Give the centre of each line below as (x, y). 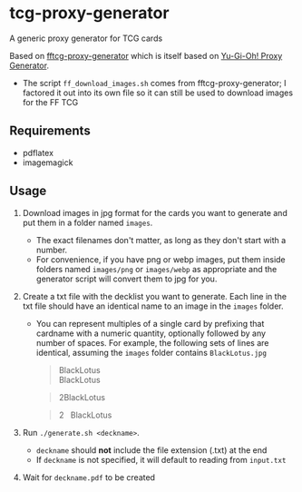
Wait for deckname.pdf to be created (89, 477)
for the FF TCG (50, 102)
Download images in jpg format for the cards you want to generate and (155, 212)
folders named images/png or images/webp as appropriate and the (156, 269)
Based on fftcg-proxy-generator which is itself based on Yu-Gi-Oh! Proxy (146, 55)
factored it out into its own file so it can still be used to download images (157, 93)
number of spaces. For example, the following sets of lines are (152, 342)
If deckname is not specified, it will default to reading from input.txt (161, 459)
